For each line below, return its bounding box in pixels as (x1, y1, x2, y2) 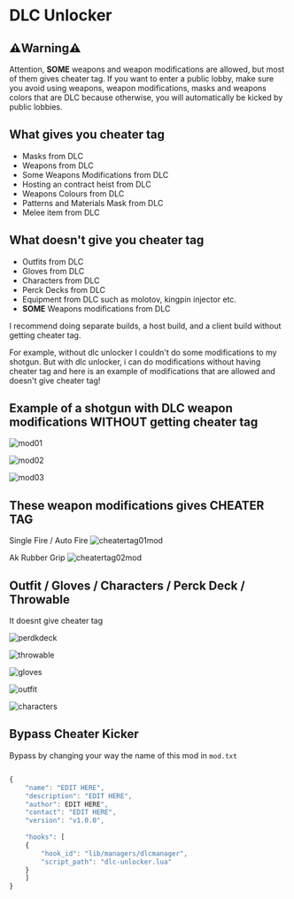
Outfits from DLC (21, 256, 84, 266)
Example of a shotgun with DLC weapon (9, 401, 233, 416)
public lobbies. (9, 102, 64, 111)
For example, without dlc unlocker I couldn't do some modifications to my (9, 347, 277, 357)
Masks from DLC (21, 150, 84, 161)
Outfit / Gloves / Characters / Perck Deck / (9, 578, 245, 593)
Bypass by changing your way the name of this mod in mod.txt (9, 749, 237, 761)
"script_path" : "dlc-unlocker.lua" (41, 857, 173, 866)
